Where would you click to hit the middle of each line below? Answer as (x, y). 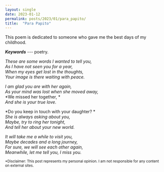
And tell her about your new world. (40, 127)
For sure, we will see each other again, (44, 147)
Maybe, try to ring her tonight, (35, 122)
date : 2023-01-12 (23, 14)
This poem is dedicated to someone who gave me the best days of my (76, 37)
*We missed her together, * (33, 97)
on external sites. (20, 166)
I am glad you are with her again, (39, 87)
